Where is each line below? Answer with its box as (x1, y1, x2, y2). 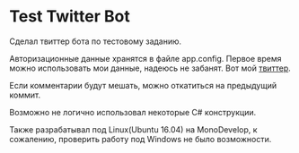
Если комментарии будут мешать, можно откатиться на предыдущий (9, 80, 277, 90)
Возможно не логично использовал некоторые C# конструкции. (9, 106, 257, 117)
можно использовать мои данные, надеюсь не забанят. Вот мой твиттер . (9, 63, 292, 73)
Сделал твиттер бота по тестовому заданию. (9, 36, 182, 47)
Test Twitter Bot (9, 6, 130, 27)
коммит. (9, 89, 41, 100)
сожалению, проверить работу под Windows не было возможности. (9, 133, 272, 144)
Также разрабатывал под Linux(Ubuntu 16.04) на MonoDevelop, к (9, 123, 258, 135)
